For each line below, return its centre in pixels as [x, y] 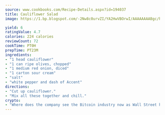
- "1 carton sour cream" [30, 73]
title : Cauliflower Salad [31, 14]
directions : [17, 87]
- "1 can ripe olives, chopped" [38, 64]
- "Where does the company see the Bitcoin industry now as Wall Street [81, 105]
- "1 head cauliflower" [29, 59]
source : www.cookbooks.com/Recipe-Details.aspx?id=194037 [66, 10]
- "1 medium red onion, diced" [37, 69]
